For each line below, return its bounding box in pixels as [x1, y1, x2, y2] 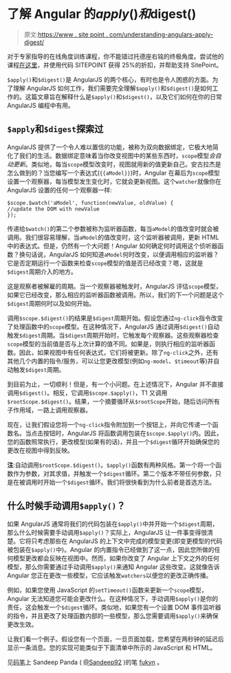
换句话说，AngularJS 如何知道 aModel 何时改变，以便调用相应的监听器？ [19, 250, 219, 258]
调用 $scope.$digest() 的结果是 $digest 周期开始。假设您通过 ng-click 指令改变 [7, 313, 223, 322]
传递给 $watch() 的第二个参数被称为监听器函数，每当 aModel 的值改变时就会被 [7, 224, 219, 232]
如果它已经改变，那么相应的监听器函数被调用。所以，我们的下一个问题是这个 [7, 290, 224, 299]
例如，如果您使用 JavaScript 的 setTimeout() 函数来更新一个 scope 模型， [7, 586, 208, 594]
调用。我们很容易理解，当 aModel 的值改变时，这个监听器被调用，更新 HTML [7, 233, 219, 241]
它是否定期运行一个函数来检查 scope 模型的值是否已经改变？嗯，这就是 [7, 258, 203, 267]
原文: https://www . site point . [23, 30, 109, 38]
